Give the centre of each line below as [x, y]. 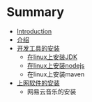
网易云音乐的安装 [52, 92]
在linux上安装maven [56, 74]
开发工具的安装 [38, 48]
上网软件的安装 [38, 83]
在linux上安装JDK [52, 57]
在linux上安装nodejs [56, 65]
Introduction [34, 31]
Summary [35, 12]
